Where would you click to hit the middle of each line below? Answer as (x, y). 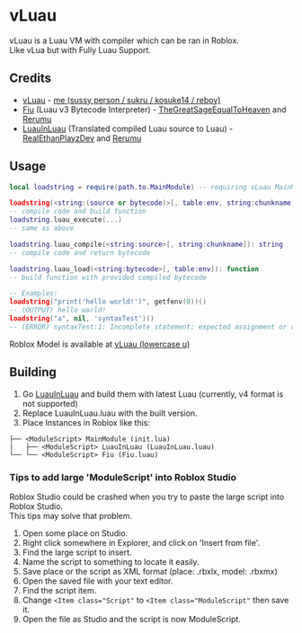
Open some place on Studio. (75, 533)
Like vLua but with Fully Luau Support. (80, 49)
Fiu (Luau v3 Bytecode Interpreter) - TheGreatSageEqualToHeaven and (154, 110)
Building (33, 372)
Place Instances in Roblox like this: (86, 422)
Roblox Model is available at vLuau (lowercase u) (100, 344)
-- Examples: (34, 294)
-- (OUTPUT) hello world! (58, 311)
